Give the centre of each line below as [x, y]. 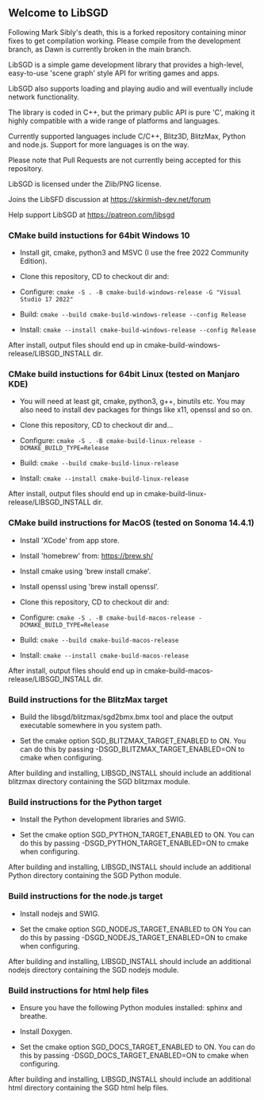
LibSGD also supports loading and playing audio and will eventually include [131, 88]
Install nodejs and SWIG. [60, 913]
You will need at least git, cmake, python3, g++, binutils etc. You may [132, 402]
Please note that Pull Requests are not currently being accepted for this [125, 160]
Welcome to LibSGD [58, 13]
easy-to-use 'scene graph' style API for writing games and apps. [114, 73]
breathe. [33, 1016]
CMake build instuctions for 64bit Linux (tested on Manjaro [124, 375]
